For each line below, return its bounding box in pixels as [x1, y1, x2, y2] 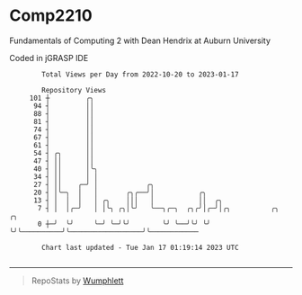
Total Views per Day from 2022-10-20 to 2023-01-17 [41, 69, 240, 79]
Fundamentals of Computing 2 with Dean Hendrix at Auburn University [9, 35, 271, 46]
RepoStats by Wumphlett [31, 275, 124, 286]
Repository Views [41, 85, 106, 94]
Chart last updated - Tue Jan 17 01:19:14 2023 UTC [41, 243, 240, 252]
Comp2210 [9, 5, 93, 26]
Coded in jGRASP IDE [9, 52, 89, 63]
